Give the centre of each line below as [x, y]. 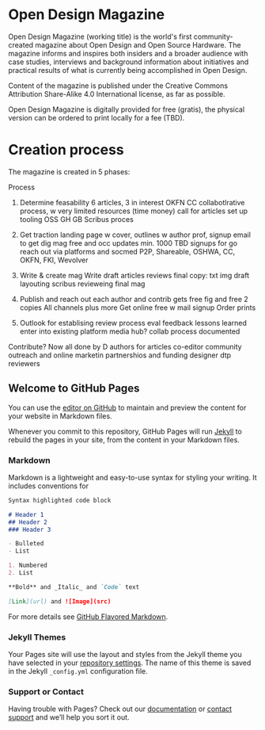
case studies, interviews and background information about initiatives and [129, 62]
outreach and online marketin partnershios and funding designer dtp [120, 355]
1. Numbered [28, 566]
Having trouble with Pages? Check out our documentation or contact [120, 709]
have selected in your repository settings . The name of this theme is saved [130, 663]
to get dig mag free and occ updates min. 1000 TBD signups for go [129, 243]
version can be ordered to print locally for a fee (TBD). [97, 117]
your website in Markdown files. [60, 416]
